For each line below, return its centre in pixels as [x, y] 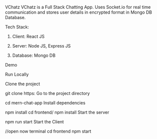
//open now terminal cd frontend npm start [48, 131]
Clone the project [23, 84]
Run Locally [17, 74]
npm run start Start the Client [35, 122]
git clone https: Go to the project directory [47, 93]
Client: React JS [28, 36]
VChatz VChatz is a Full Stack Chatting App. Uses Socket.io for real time [78, 7]
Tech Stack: [17, 27]
